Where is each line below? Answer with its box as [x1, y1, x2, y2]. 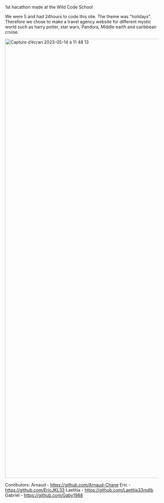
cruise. [5, 29, 19, 35]
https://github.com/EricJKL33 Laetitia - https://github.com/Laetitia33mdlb [5, 487, 154, 493]
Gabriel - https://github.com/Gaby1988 [5, 492, 83, 498]
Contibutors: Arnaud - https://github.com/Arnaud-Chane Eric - [5, 482, 131, 487]
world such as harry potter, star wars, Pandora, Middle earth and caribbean [5, 24, 157, 30]
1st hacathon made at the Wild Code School [5, 4, 93, 10]
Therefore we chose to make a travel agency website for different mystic [5, 19, 151, 24]
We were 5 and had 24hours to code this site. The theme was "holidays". [5, 14, 152, 19]
